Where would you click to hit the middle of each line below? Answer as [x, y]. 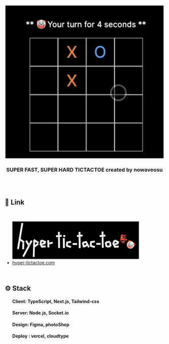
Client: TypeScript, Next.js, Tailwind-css [56, 301]
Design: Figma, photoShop [40, 324]
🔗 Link [15, 202]
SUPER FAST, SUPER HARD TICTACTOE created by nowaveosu [85, 170]
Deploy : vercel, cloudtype [40, 336]
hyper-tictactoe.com [33, 262]
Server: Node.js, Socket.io [40, 313]
